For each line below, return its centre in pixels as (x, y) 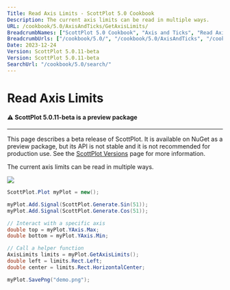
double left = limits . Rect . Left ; (55, 261)
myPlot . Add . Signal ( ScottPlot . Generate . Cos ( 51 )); (78, 211)
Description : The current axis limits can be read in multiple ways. (108, 20)
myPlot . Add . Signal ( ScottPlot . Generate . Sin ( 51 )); (78, 205)
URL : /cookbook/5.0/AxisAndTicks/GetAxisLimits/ (78, 26)
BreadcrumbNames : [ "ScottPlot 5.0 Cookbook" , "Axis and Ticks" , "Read (110, 32)
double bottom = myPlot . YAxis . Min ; (58, 236)
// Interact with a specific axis (56, 223)
